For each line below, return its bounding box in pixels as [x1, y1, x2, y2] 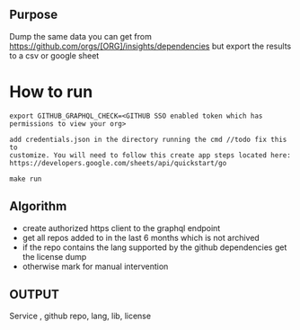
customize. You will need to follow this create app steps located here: [9, 150, 292, 160]
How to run [9, 82, 93, 102]
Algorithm [9, 199, 67, 214]
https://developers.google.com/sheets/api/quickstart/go [9, 158, 227, 167]
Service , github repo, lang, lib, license [9, 310, 151, 322]
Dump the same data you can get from [9, 31, 153, 41]
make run [9, 174, 42, 183]
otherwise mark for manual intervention [22, 261, 169, 272]
